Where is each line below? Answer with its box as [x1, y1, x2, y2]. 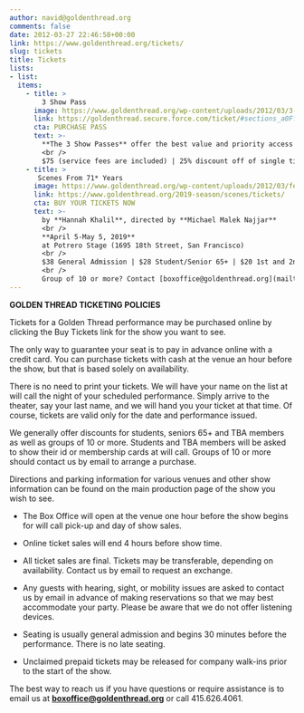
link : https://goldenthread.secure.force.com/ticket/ [33, 114, 242, 123]
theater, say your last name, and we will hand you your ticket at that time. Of [9, 400, 293, 410]
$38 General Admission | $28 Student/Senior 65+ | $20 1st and [42, 257, 285, 267]
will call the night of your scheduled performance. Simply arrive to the [9, 390, 270, 401]
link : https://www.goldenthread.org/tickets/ [9, 38, 184, 48]
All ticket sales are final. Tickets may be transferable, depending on [22, 554, 274, 566]
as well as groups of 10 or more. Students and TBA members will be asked [9, 437, 287, 448]
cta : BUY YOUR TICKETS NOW [33, 198, 136, 208]
